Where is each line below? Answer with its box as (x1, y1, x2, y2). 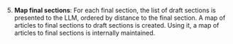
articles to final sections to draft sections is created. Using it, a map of (13, 21, 220, 29)
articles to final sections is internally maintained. (13, 28, 156, 37)
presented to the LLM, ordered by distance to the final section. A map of (13, 13, 226, 22)
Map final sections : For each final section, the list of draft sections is (13, 6, 217, 14)
